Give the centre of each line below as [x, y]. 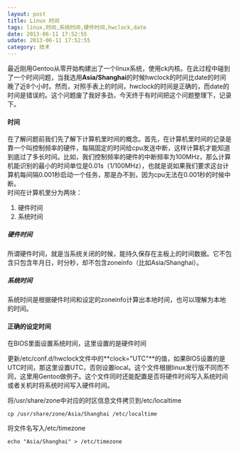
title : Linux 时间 [33, 21]
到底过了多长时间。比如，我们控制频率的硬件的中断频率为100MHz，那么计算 [119, 157]
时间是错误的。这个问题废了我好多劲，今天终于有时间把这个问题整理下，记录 [119, 95]
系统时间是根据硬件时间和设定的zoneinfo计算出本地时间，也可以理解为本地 [117, 300]
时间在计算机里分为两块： [45, 193]
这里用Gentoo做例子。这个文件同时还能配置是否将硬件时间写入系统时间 [124, 376]
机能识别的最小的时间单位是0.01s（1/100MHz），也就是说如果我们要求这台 [115, 166]
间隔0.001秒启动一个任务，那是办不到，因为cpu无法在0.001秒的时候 [125, 175]
